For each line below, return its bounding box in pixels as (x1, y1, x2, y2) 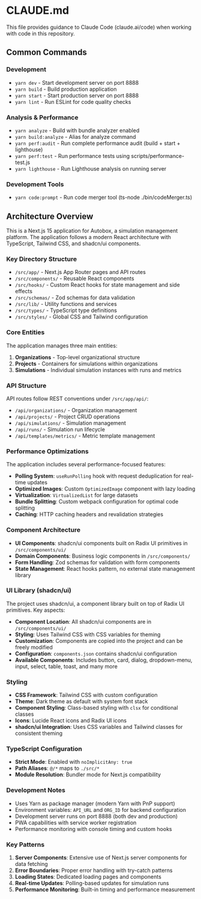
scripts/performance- (131, 152, 185, 159)
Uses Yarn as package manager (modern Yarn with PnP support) (14, 800, 175, 807)
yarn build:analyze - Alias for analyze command (14, 133, 136, 140)
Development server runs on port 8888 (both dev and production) (14, 812, 178, 820)
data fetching (14, 861, 48, 867)
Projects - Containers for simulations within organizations (14, 360, 158, 367)
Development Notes (6, 786, 66, 794)
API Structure (6, 381, 47, 389)
